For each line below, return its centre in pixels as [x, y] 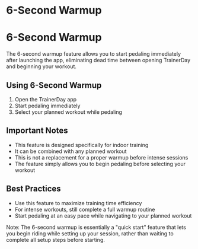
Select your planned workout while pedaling [68, 112]
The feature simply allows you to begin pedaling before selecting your [100, 164]
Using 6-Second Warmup [54, 85]
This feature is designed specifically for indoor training [82, 145]
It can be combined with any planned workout [71, 151]
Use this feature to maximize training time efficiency [78, 203]
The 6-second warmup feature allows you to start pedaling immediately [94, 54]
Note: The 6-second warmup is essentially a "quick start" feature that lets [96, 227]
